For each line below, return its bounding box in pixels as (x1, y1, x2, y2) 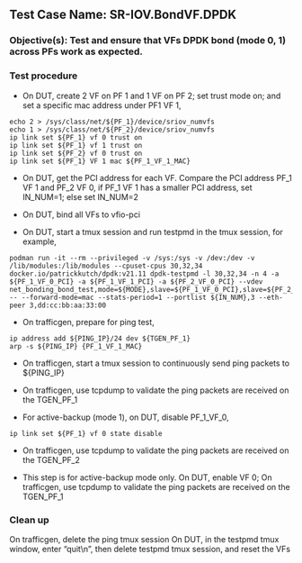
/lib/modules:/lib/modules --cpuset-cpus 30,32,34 (9, 261, 203, 270)
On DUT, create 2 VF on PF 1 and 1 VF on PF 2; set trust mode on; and (22, 90, 281, 101)
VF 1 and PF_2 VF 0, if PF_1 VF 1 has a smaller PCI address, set (22, 182, 253, 193)
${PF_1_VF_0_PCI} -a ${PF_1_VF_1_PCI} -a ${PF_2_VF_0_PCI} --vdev (9, 277, 263, 286)
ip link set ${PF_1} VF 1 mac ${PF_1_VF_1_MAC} (9, 157, 191, 166)
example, (22, 236, 57, 247)
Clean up (9, 513, 49, 526)
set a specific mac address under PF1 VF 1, (22, 99, 182, 111)
